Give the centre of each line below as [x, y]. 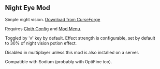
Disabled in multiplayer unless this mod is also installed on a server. [72, 52]
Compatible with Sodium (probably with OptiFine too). [58, 61]
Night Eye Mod [28, 8]
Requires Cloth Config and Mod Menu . [43, 29]
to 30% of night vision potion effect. [41, 43]
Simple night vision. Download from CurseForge [53, 19]
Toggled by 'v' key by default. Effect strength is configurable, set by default [80, 38]
